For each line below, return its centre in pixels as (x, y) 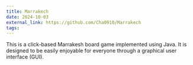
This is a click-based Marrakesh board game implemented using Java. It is (97, 45)
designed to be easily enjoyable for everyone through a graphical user (91, 51)
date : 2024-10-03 (27, 17)
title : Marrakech (27, 11)
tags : (13, 28)
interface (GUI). (25, 57)
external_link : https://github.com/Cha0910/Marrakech (74, 22)
